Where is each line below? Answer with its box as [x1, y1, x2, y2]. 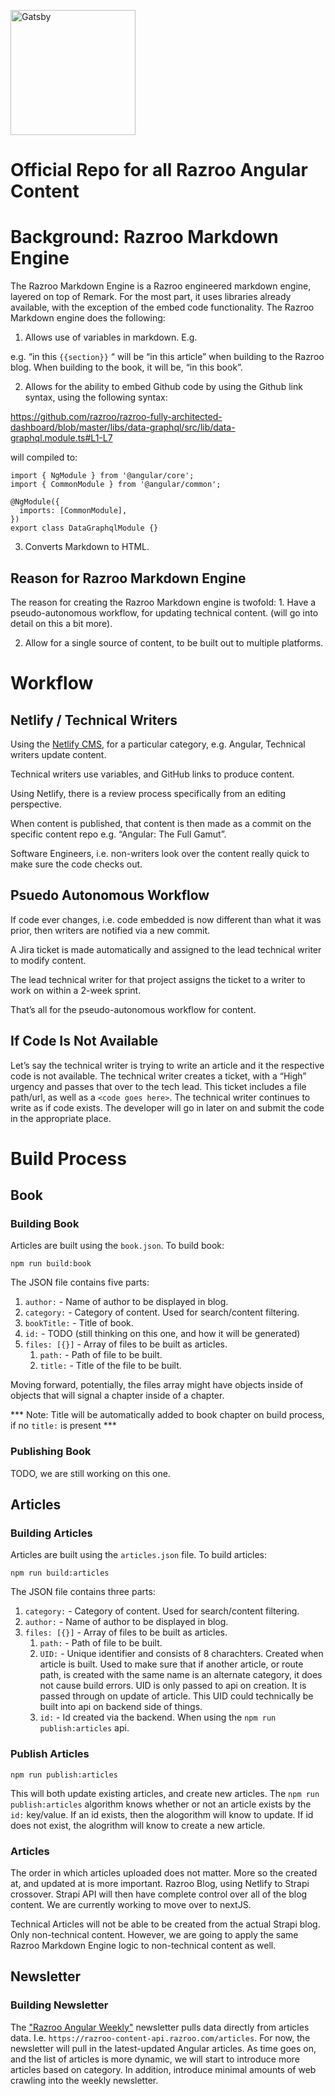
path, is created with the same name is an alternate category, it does [39, 1669, 323, 1681]
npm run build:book [10, 1259, 92, 1269]
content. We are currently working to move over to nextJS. [10, 1899, 252, 1911]
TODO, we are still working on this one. [10, 1467, 171, 1479]
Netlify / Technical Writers [10, 711, 178, 729]
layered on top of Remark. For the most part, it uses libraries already [10, 291, 292, 303]
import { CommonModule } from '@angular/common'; [10, 480, 222, 490]
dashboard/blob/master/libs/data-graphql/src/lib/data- [10, 421, 236, 434]
